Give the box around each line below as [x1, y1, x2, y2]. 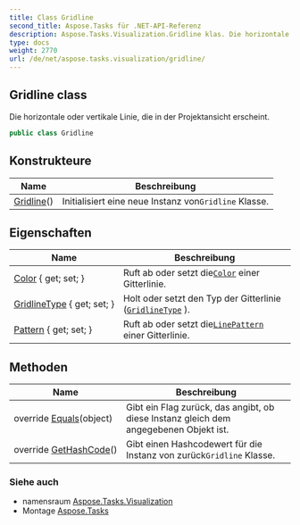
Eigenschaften [9, 225, 92, 240]
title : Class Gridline [9, 12, 94, 22]
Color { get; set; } [13, 272, 85, 285]
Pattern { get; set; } [13, 323, 93, 336]
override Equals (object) [13, 412, 113, 425]
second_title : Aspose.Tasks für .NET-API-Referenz [9, 21, 202, 30]
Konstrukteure [9, 154, 92, 169]
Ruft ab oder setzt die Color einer [123, 267, 261, 279]
